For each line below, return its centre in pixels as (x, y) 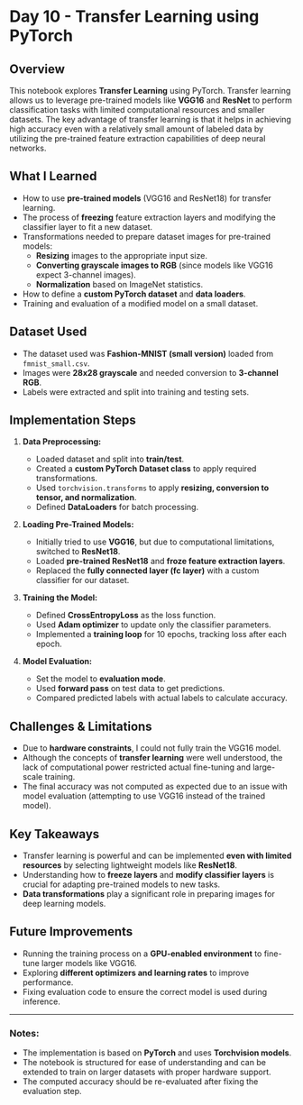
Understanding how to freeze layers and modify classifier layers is (148, 875)
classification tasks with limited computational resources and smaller (137, 110)
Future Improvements (71, 931)
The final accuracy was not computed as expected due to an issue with (155, 787)
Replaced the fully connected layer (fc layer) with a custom (147, 571)
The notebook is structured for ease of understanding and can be (144, 1063)
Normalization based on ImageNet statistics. (119, 284)
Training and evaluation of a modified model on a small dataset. (140, 303)
